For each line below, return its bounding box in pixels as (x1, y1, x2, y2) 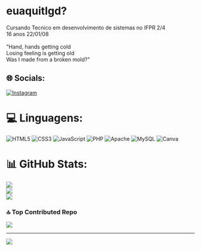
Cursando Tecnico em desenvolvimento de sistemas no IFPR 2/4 (6, 24, 166, 31)
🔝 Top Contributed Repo (6, 208, 78, 216)
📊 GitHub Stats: (6, 157, 88, 171)
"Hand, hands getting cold (6, 43, 71, 50)
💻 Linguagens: (6, 111, 83, 125)
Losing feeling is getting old (6, 49, 75, 56)
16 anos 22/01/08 (6, 30, 49, 37)
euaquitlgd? (6, 4, 67, 18)
